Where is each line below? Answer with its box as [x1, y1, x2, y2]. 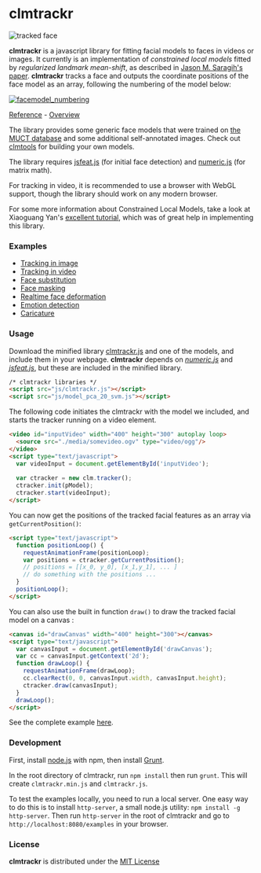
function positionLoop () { [16, 541, 104, 549]
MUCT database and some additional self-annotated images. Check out [9, 133, 241, 142]
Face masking [20, 284, 66, 293]
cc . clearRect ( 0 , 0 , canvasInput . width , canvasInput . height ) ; [23, 674, 227, 683]
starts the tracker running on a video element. [9, 415, 157, 425]
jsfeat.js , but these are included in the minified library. [9, 363, 183, 372]
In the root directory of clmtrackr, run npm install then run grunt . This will [9, 770, 248, 779]
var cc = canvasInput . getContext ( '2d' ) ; [16, 652, 150, 661]
